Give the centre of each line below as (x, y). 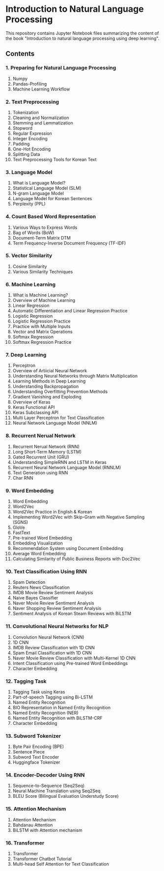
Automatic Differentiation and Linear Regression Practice (70, 311)
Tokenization (26, 112)
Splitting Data (26, 154)
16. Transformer (25, 843)
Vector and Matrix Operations (42, 332)
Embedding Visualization (38, 543)
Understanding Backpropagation (46, 387)
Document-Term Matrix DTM (41, 238)
